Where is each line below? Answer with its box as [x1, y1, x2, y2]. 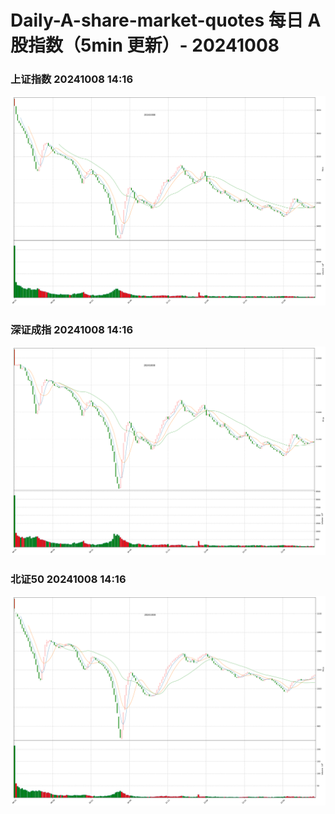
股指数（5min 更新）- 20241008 [10, 34, 280, 57]
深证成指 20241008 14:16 [10, 322, 134, 336]
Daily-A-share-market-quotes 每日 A [10, 9, 322, 32]
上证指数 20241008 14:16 [10, 72, 134, 86]
